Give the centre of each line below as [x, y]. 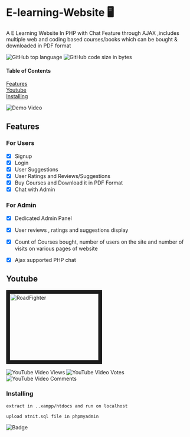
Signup [23, 156]
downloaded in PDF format [39, 46]
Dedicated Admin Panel [43, 218]
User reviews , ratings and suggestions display [71, 230]
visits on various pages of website [56, 248]
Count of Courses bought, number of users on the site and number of [99, 242]
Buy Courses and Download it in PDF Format [69, 183]
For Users [20, 143]
